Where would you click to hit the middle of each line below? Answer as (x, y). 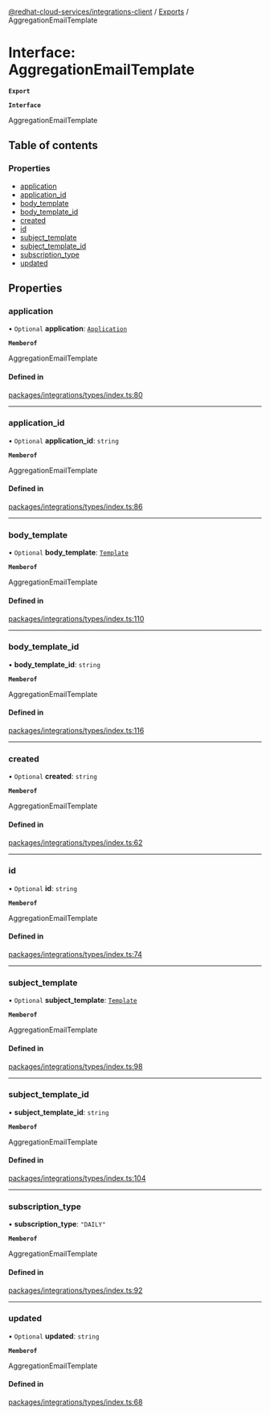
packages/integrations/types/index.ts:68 (76, 1402)
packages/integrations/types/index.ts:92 (76, 1290)
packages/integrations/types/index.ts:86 (76, 507)
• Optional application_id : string (63, 440)
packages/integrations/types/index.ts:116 (76, 731)
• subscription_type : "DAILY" (57, 1224)
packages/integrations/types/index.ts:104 (77, 1178)
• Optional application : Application (67, 328)
